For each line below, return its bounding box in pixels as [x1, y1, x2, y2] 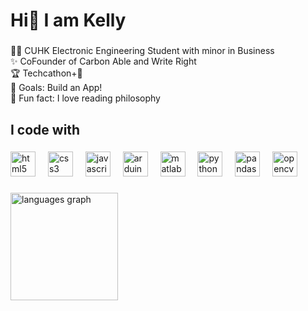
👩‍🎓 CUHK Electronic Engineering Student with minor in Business [10, 45, 275, 57]
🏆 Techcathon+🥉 [10, 67, 83, 79]
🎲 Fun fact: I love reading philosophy [10, 92, 161, 104]
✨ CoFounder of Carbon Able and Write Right [10, 55, 197, 68]
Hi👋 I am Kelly [10, 9, 127, 32]
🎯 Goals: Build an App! [10, 82, 103, 94]
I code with [10, 121, 81, 138]
